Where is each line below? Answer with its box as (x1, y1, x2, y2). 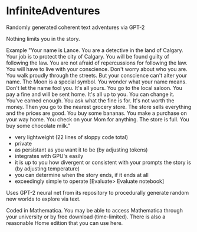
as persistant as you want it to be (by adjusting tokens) (14, 146, 148, 153)
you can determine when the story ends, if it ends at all (14, 171, 149, 178)
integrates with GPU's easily (14, 152, 84, 159)
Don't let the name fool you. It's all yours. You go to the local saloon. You (6, 84, 183, 91)
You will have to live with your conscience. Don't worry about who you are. (6, 65, 188, 72)
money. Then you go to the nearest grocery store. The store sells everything (6, 103, 192, 110)
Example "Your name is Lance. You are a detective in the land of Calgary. (6, 46, 184, 54)
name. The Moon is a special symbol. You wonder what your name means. (6, 78, 187, 85)
